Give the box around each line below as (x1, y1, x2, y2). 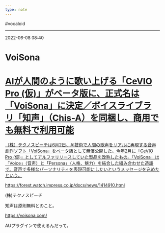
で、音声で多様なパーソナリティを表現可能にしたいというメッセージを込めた (5, 166, 160, 172)
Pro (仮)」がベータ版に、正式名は (5, 88, 139, 99)
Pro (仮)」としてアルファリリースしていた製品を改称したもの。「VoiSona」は (5, 154, 160, 160)
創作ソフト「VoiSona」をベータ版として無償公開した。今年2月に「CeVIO (5, 148, 154, 154)
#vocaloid (5, 21, 26, 26)
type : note (5, 7, 27, 12)
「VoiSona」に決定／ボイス (5, 100, 117, 111)
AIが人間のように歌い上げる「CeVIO (5, 76, 152, 87)
